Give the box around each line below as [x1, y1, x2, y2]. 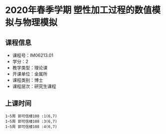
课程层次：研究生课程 [12, 83, 56, 89]
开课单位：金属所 [12, 71, 48, 77]
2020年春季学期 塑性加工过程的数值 [5, 4, 152, 16]
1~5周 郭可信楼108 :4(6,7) [5, 124, 57, 129]
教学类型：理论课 [12, 65, 48, 70]
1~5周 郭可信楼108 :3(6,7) [5, 119, 57, 124]
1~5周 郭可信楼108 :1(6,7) [5, 114, 57, 119]
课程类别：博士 [12, 77, 43, 83]
